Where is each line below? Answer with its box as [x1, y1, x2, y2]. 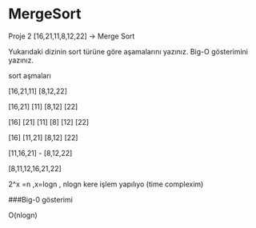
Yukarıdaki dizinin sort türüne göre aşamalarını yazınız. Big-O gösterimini [8, 46, 249, 56]
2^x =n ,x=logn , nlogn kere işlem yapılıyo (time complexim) [8, 179, 204, 189]
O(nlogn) [8, 210, 38, 220]
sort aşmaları [8, 70, 52, 80]
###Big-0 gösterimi [8, 194, 74, 204]
